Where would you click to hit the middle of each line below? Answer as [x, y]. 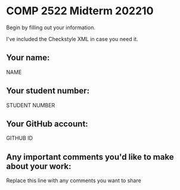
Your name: [28, 58]
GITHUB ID [20, 138]
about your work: [39, 166]
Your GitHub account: [47, 124]
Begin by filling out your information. [51, 27]
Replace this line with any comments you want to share [74, 180]
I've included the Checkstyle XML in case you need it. [72, 39]
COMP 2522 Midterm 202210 [80, 11]
